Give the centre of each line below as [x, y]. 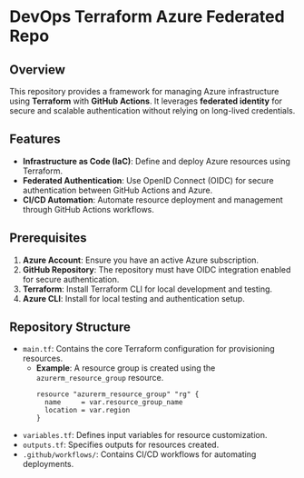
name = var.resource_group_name [113, 403]
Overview [38, 70]
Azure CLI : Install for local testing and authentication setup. [133, 298]
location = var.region [87, 411]
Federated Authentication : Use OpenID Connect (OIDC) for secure [148, 180]
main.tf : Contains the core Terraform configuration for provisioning [148, 349]
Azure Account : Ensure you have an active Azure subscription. [141, 260]
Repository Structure [70, 328]
